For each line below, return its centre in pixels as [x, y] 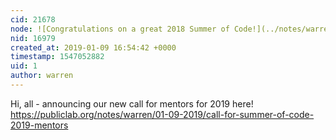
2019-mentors [39, 125]
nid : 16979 [33, 38]
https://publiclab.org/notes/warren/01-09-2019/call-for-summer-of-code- [162, 114]
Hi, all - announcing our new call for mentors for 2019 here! [132, 103]
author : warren [42, 76]
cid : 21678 [33, 19]
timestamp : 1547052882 [57, 57]
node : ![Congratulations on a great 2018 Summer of [120, 29]
